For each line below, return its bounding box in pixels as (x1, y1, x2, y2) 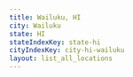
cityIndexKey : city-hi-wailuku (9, 46, 125, 55)
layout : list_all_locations (9, 54, 113, 63)
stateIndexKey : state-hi (9, 37, 101, 47)
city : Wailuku (9, 21, 62, 30)
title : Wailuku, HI (9, 12, 82, 22)
